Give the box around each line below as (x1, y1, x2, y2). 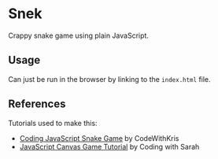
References (8, 98, 66, 111)
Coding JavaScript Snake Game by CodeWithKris (19, 133, 179, 142)
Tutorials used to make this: (8, 118, 98, 128)
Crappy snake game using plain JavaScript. (8, 31, 150, 40)
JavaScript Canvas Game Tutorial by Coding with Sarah (19, 142, 200, 151)
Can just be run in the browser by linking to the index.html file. (8, 74, 211, 83)
